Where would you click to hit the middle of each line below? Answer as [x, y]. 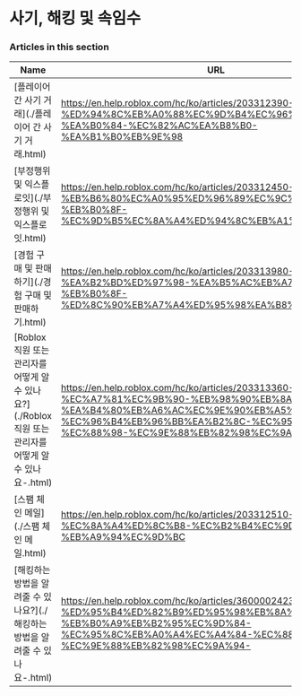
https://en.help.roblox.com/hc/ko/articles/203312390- [178, 103]
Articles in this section [59, 48]
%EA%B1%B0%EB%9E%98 [122, 137]
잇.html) [30, 239]
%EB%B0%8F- [95, 294]
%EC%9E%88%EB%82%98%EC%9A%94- [156, 646]
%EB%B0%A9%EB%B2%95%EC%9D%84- [157, 623]
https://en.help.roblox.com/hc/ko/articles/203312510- [178, 515]
